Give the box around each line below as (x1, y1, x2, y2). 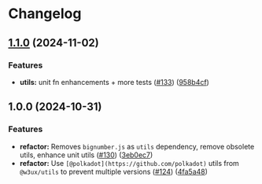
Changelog (8, 5, 82, 23)
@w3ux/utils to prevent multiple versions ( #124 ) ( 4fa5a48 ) (19, 167, 208, 176)
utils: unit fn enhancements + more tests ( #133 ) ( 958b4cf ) (19, 77, 210, 86)
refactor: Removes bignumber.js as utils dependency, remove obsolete (19, 142, 255, 151)
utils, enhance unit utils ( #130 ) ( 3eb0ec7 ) (19, 150, 153, 160)
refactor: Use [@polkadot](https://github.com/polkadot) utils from (19, 158, 240, 167)
